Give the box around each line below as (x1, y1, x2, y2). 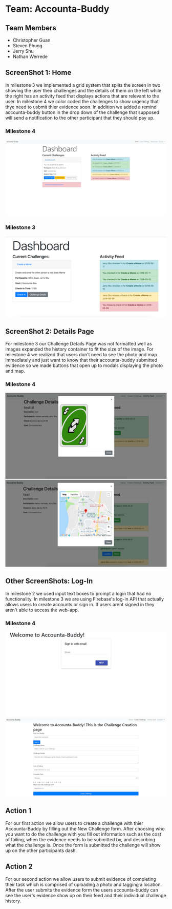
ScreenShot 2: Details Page (5, 327, 94, 336)
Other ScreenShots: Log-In (5, 577, 93, 586)
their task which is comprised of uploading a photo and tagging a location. (5, 881, 162, 887)
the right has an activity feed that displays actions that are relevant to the (5, 93, 160, 99)
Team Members (5, 24, 56, 32)
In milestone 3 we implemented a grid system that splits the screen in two (5, 82, 161, 88)
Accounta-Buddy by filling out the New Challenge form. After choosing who (5, 825, 165, 831)
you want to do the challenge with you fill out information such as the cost (5, 831, 161, 837)
